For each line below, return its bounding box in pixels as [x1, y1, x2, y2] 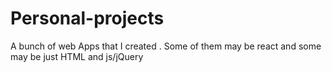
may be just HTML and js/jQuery [10, 50, 144, 62]
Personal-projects [10, 7, 165, 30]
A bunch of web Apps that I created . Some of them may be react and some [10, 40, 322, 52]
